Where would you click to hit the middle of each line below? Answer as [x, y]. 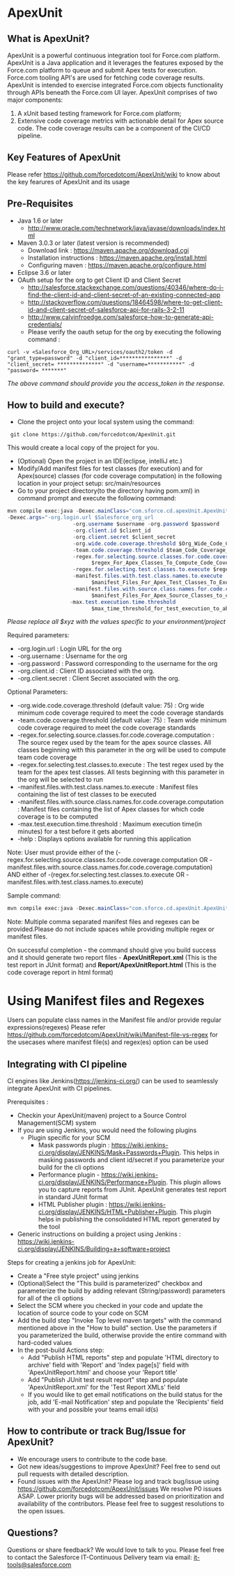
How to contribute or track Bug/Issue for [96, 1431]
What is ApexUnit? [48, 39]
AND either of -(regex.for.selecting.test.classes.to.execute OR [96, 875]
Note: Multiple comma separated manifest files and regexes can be [103, 922]
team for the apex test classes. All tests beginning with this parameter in [121, 772]
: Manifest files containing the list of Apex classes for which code [111, 809]
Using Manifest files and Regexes [106, 1001]
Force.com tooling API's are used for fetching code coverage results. [106, 77]
